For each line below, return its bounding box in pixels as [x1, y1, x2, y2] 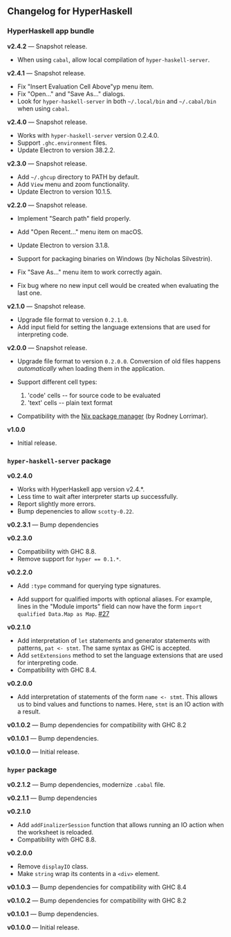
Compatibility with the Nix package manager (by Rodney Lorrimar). [17, 412, 208, 420]
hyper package [7, 765, 57, 774]
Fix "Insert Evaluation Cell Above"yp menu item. [17, 82, 154, 91]
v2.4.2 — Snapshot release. [7, 42, 88, 51]
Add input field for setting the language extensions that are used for [17, 322, 211, 331]
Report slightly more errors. [17, 500, 96, 508]
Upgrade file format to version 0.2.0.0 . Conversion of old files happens [17, 356, 221, 365]
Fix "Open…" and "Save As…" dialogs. [17, 89, 126, 98]
